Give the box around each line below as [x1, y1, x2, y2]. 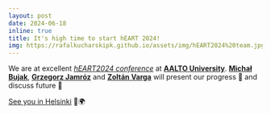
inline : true [8, 26, 52, 35]
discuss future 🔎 [8, 81, 63, 91]
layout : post [8, 11, 52, 20]
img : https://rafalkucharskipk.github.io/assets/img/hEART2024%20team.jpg [8, 42, 265, 50]
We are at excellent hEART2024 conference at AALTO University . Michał [8, 63, 252, 73]
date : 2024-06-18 [8, 19, 67, 27]
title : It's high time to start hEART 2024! [8, 34, 161, 43]
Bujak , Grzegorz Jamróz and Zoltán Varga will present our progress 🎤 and [8, 72, 258, 82]
